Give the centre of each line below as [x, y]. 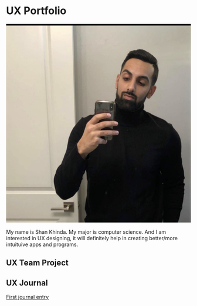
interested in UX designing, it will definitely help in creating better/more [92, 238]
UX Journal [27, 283]
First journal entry [28, 297]
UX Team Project [38, 263]
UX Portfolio [36, 11]
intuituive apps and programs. [42, 244]
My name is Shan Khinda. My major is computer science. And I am [86, 232]
